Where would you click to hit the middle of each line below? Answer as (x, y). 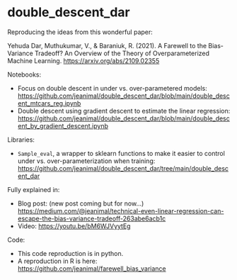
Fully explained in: (34, 189)
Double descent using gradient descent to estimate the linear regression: (124, 111)
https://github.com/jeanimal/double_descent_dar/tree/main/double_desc (123, 168)
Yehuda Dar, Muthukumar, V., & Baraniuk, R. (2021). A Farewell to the (107, 45)
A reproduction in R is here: (57, 261)
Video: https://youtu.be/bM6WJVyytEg (74, 226)
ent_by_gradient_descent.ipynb (63, 125)
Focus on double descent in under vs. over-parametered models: (112, 88)
